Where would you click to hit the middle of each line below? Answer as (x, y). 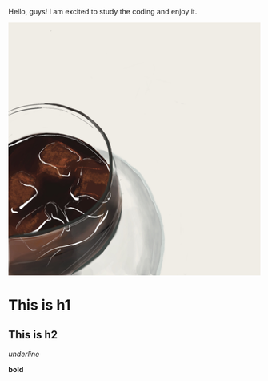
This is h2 (33, 335)
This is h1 (40, 305)
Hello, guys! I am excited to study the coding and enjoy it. (103, 12)
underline (24, 354)
